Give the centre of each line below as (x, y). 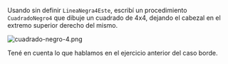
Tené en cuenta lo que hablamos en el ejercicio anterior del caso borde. (113, 53)
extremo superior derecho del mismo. (63, 25)
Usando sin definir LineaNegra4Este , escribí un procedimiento (97, 10)
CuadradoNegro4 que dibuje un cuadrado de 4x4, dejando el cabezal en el (114, 18)
